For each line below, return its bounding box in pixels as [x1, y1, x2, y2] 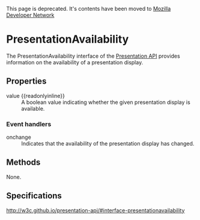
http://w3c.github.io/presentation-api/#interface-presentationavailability [6, 207, 185, 214]
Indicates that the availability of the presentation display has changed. [21, 140, 195, 147]
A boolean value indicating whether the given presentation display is [21, 99, 190, 106]
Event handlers [6, 120, 52, 128]
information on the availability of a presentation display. [6, 58, 144, 66]
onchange [6, 133, 31, 141]
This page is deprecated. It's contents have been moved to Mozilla [6, 5, 171, 12]
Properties [6, 76, 47, 87]
